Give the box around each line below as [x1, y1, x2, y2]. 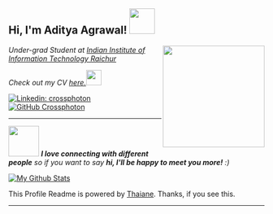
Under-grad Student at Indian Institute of [8, 45, 145, 55]
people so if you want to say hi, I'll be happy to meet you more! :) [8, 157, 230, 167]
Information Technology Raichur [8, 54, 117, 63]
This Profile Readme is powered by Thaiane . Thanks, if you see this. [8, 189, 236, 199]
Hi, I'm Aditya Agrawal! [8, 24, 128, 37]
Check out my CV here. [8, 77, 87, 87]
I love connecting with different [40, 148, 149, 159]
